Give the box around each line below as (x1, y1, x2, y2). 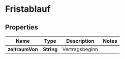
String (42, 46, 58, 53)
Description (66, 38, 94, 44)
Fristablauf (5, 3, 51, 15)
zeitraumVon (7, 46, 38, 53)
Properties (5, 23, 38, 31)
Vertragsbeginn (62, 46, 98, 53)
